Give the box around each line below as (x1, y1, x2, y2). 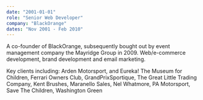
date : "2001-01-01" (6, 9, 56, 15)
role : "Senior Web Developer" (6, 15, 84, 21)
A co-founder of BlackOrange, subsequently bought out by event (6, 43, 170, 50)
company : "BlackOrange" (6, 20, 67, 26)
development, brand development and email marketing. (6, 55, 146, 63)
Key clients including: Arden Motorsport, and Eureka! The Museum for (6, 68, 182, 75)
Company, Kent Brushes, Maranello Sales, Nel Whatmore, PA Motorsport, (6, 80, 191, 88)
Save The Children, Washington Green (6, 87, 103, 95)
